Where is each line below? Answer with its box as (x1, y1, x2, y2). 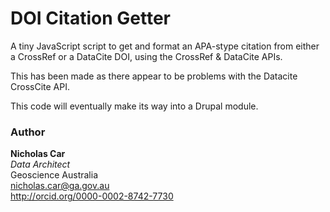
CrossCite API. (10, 80, 70, 92)
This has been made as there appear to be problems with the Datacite (10, 70, 298, 82)
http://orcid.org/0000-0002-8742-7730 (10, 190, 174, 202)
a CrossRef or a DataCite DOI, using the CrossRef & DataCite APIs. (10, 50, 283, 62)
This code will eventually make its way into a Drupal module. (10, 100, 259, 112)
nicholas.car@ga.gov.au (10, 180, 110, 192)
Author (10, 125, 46, 139)
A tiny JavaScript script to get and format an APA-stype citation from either (10, 40, 320, 52)
